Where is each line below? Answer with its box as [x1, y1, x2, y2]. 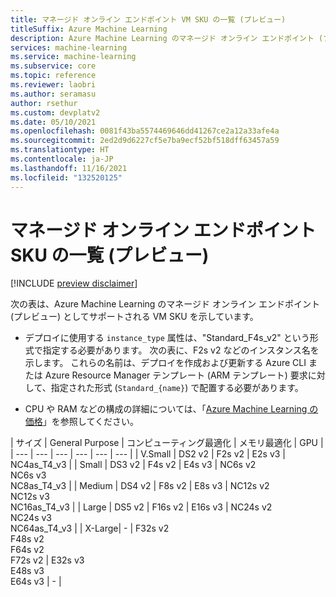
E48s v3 [10, 565, 45, 577]
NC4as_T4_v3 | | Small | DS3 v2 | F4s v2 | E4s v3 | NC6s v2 [10, 459, 257, 471]
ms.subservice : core [10, 61, 97, 71]
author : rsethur [10, 98, 78, 108]
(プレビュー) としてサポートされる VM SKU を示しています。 [10, 311, 259, 323]
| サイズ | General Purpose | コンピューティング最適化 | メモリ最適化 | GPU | [10, 437, 324, 449]
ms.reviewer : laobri [10, 80, 97, 90]
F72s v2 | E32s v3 [10, 554, 85, 566]
